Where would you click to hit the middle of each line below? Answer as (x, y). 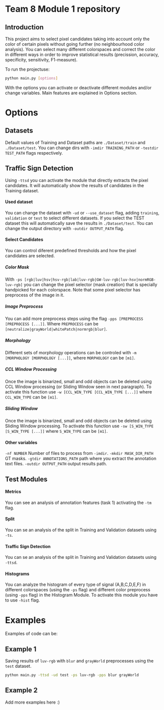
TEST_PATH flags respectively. (34, 153)
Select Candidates (24, 239)
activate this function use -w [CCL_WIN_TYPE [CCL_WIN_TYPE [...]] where (79, 392)
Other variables (21, 442)
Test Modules (26, 479)
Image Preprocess (24, 306)
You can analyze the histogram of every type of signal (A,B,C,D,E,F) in (75, 584)
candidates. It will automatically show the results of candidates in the (75, 185)
